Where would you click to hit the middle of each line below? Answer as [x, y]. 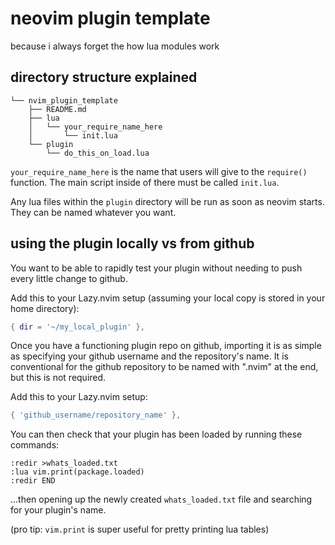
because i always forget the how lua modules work [115, 46]
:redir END [33, 481]
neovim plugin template [110, 18]
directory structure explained [104, 77]
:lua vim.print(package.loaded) [77, 472]
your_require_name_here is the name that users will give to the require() [159, 171]
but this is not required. [58, 378]
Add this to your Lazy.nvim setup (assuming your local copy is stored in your [168, 298]
